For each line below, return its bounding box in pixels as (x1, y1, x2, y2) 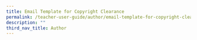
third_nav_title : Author (6, 25, 67, 31)
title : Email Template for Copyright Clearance (6, 8, 125, 15)
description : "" (6, 19, 46, 25)
